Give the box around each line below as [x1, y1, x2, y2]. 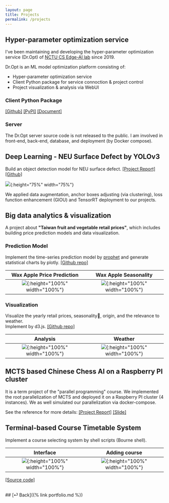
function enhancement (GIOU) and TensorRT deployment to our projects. [5, 197, 157, 203]
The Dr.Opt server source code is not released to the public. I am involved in [5, 132, 163, 139]
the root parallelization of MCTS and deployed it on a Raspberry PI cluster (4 [5, 394, 164, 400]
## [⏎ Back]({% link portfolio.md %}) [5, 492, 83, 498]
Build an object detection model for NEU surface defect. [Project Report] [5, 166, 156, 172]
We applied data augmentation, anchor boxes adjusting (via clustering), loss [5, 191, 162, 197]
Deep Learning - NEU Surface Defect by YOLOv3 [5, 152, 160, 161]
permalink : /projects [5, 17, 51, 22]
